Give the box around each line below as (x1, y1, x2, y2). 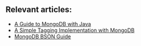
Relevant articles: (5, 5, 73, 15)
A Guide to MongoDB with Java (14, 20, 92, 27)
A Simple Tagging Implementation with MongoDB (14, 27, 135, 34)
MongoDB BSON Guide (14, 32, 71, 40)
